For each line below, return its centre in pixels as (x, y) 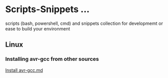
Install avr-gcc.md (24, 70)
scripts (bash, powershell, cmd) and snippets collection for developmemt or (84, 23)
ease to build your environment (38, 28)
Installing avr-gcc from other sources (52, 59)
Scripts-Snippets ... (48, 9)
